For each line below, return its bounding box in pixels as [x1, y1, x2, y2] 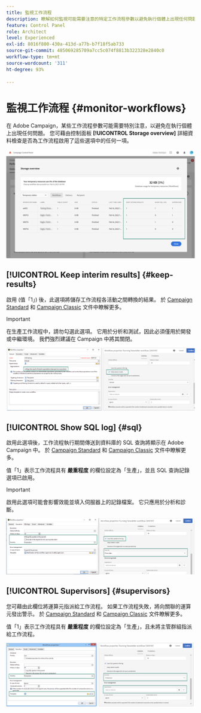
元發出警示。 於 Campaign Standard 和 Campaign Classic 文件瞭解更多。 [6, 610, 186, 617]
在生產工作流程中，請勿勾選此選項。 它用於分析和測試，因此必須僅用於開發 [6, 327, 191, 335]
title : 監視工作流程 [6, 10, 52, 16]
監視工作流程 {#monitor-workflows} [6, 101, 187, 115]
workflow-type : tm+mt [6, 54, 60, 60]
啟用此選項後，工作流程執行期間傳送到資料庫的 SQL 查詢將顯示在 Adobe [6, 439, 184, 446]
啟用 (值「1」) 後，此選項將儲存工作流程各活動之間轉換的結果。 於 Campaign [6, 296, 193, 303]
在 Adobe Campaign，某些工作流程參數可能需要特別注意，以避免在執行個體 [6, 122, 193, 129]
